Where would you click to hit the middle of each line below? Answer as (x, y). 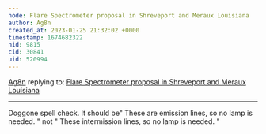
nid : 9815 (25, 45)
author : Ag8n (30, 23)
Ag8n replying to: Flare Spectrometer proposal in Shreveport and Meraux (127, 82)
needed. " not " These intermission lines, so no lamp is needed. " (114, 121)
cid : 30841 (26, 52)
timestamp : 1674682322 (46, 37)
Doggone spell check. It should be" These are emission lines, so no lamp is (131, 113)
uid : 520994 (28, 60)
